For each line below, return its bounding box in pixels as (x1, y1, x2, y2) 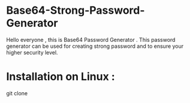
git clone (6, 89, 28, 96)
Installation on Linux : (6, 70, 115, 84)
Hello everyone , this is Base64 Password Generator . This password (6, 36, 176, 43)
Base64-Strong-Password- (6, 4, 145, 17)
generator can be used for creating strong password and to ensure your (6, 43, 184, 50)
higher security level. (6, 49, 58, 56)
